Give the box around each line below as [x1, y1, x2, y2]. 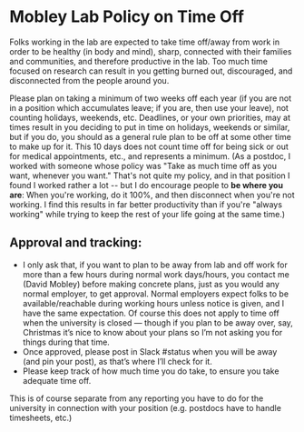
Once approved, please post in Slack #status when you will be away [22, 346, 278, 357]
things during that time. [22, 337, 111, 347]
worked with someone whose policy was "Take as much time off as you [9, 160, 278, 171]
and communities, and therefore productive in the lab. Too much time [9, 55, 268, 66]
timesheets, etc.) [9, 412, 73, 423]
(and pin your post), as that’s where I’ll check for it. [22, 356, 213, 367]
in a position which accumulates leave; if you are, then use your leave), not [9, 102, 289, 113]
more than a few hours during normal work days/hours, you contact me [22, 268, 290, 279]
